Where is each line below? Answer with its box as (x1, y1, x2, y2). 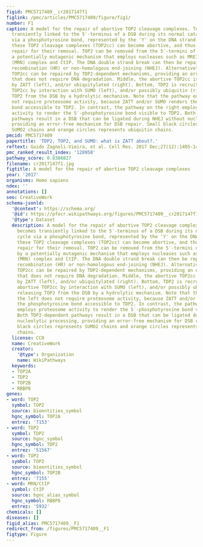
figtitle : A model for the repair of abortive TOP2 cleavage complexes (6, 166, 190, 172)
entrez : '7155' (11, 475, 50, 481)
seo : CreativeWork (6, 194, 53, 200)
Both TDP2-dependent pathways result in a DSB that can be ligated (17, 312, 190, 319)
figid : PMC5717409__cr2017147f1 (6, 8, 88, 15)
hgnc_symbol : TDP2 (11, 442, 59, 448)
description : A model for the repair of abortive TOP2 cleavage (11, 222, 177, 228)
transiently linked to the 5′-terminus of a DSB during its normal (11, 31, 185, 37)
